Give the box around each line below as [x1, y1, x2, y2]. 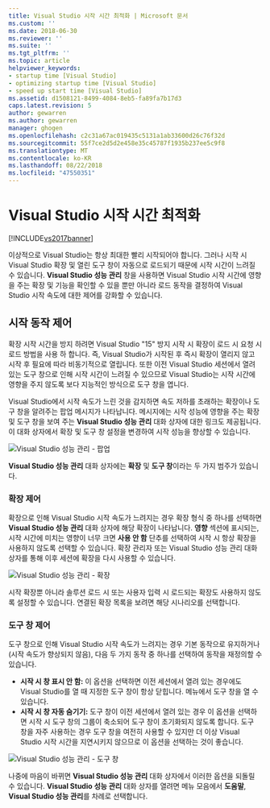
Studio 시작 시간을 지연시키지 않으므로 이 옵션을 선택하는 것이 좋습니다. [19, 737, 244, 747]
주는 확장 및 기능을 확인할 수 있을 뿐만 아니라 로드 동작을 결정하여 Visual [16, 280, 243, 290]
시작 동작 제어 [8, 316, 73, 330]
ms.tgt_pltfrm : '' [8, 49, 70, 57]
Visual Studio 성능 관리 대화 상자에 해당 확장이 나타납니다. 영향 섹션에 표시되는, [8, 523, 260, 532]
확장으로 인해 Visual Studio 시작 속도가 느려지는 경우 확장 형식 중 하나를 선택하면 [8, 513, 262, 523]
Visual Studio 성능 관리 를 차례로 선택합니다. [8, 791, 148, 802]
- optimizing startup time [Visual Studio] [8, 79, 157, 87]
